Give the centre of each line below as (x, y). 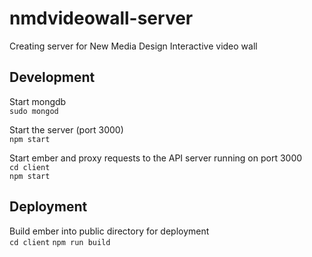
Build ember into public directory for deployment (109, 231)
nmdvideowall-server (101, 18)
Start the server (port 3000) (66, 129)
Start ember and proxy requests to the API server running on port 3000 (156, 158)
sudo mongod (34, 111)
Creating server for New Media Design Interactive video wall (133, 46)
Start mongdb (38, 101)
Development (52, 77)
